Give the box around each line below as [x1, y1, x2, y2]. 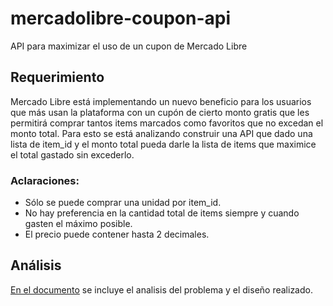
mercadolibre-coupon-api [10, 7, 232, 30]
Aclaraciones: [10, 173, 80, 187]
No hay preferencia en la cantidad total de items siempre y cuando [24, 207, 300, 219]
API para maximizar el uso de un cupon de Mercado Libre [10, 40, 248, 52]
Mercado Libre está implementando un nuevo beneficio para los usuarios [10, 95, 312, 107]
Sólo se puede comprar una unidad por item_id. [24, 197, 222, 209]
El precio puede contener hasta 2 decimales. [24, 228, 210, 241]
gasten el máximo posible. [24, 218, 133, 230]
